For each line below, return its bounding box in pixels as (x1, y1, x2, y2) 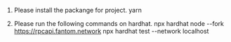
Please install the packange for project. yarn (13, 6, 142, 14)
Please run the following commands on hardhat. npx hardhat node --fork (13, 20, 225, 27)
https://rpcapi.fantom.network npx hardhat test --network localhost (13, 27, 209, 35)
